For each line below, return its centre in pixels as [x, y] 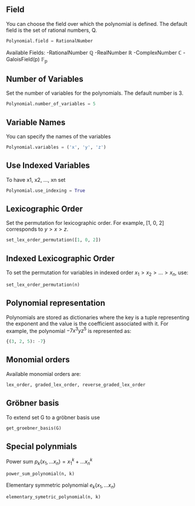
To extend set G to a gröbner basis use [53, 417]
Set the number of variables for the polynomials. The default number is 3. [95, 93]
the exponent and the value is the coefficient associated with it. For [87, 324]
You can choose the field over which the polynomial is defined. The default [97, 24]
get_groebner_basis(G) [34, 428]
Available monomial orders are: [43, 374]
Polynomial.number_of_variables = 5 [51, 104]
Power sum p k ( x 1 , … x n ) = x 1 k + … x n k [49, 462]
